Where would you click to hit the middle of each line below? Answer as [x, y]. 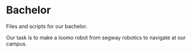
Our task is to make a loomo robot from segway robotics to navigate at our [96, 37]
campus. [17, 44]
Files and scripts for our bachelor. [47, 26]
